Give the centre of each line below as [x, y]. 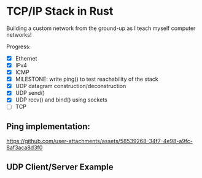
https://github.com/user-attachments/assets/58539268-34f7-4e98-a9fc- [100, 141]
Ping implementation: [48, 126]
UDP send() [30, 93]
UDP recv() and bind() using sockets [61, 100]
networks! [19, 34]
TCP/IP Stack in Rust [60, 11]
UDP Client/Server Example [60, 167]
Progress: [18, 46]
